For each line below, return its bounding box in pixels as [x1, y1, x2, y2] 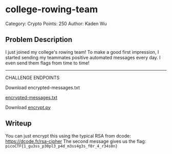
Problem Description [5, 35, 73, 44]
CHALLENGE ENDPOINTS [5, 74, 60, 80]
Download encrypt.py [5, 104, 51, 111]
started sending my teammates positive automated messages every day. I [5, 54, 161, 60]
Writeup [5, 119, 32, 128]
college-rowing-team [5, 4, 98, 15]
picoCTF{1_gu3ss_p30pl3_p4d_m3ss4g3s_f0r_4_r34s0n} [5, 143, 118, 149]
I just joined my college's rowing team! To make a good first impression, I [5, 49, 159, 55]
